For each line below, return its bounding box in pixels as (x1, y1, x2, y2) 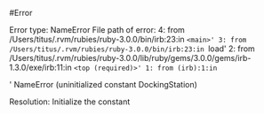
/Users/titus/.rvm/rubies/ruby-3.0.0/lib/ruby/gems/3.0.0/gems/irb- (9, 53, 252, 63)
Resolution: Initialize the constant (9, 96, 131, 107)
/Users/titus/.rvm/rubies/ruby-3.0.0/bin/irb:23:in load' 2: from (9, 43, 255, 54)
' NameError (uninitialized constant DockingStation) (9, 80, 198, 89)
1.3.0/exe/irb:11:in (9, 62, 73, 72)
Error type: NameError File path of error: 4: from (9, 25, 185, 34)
